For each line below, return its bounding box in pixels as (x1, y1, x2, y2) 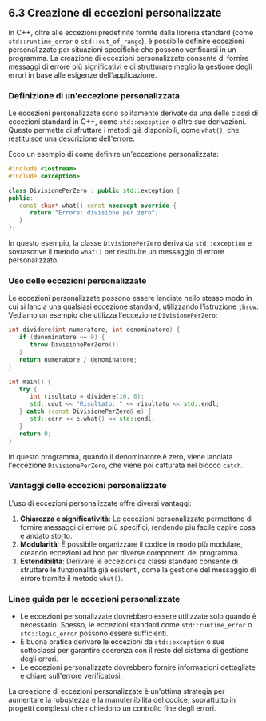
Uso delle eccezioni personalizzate (8, 275, 147, 286)
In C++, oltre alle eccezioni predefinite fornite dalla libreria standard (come (8, 27, 254, 37)
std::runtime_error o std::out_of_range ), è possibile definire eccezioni (8, 36, 245, 46)
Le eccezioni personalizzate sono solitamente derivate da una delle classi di (8, 108, 258, 118)
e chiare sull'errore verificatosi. (19, 671, 122, 681)
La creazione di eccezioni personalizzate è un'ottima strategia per (8, 687, 225, 696)
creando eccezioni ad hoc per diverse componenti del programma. (19, 547, 240, 557)
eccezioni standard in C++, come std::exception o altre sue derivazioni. (8, 117, 247, 126)
